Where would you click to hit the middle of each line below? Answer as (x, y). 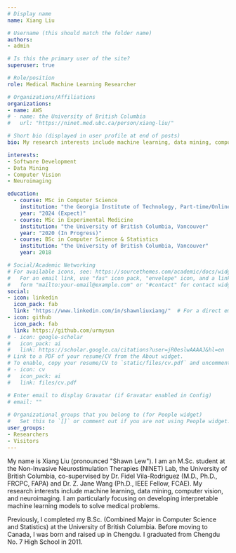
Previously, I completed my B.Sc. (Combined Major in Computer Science (112, 519)
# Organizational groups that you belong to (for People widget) (105, 415)
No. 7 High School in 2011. (45, 542)
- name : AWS (25, 110)
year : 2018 (36, 253)
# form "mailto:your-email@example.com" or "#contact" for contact (111, 285)
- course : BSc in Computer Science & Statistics (86, 239)
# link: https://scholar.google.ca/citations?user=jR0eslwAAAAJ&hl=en (116, 350)
